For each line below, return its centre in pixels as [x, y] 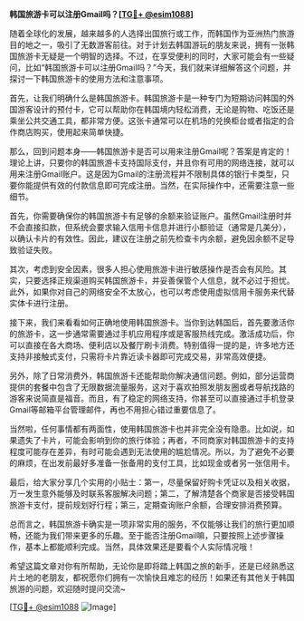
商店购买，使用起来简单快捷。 [72, 132]
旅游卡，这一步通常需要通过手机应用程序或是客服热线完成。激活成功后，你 [156, 334]
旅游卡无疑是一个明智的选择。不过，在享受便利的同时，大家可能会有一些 [152, 56]
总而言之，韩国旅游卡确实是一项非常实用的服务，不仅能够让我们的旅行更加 [148, 524]
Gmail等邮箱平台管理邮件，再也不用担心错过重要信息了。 [115, 410]
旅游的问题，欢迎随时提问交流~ [68, 589]
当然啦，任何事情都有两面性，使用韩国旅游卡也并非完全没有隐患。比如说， [148, 429]
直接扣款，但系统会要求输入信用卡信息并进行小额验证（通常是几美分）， [158, 227]
